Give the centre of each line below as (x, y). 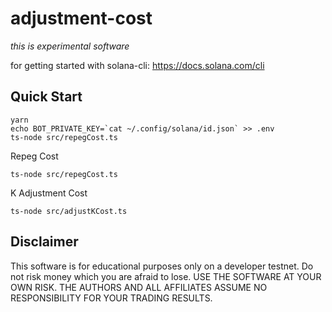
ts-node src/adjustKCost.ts (69, 211)
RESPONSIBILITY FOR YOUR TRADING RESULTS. (111, 298)
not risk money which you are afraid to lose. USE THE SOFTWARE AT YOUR (166, 276)
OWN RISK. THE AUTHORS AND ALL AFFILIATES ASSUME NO (139, 287)
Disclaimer (44, 242)
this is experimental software (70, 46)
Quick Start (46, 97)
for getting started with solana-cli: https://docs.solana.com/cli (137, 65)
